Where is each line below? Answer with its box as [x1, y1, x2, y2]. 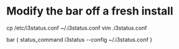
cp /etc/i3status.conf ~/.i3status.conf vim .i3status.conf [6, 24, 147, 31]
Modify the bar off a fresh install [6, 4, 173, 18]
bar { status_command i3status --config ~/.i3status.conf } [6, 36, 153, 43]
